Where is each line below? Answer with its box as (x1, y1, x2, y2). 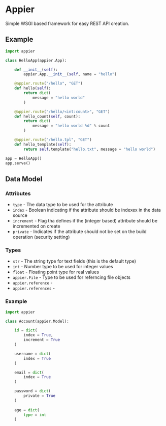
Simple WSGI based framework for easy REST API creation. (5, 20, 129, 26)
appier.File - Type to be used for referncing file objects (12, 274, 131, 280)
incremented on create (12, 223, 60, 230)
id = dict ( (14, 328, 38, 333)
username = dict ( (14, 351, 51, 356)
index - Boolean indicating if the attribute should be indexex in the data (12, 207, 161, 213)
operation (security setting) (12, 234, 70, 240)
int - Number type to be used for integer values (12, 264, 113, 270)
